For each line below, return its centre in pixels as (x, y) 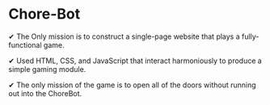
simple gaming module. (47, 69)
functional (25, 44)
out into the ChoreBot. (45, 93)
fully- (250, 36)
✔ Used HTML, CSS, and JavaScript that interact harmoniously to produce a (135, 61)
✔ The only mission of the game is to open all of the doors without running (132, 85)
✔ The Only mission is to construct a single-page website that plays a (124, 36)
